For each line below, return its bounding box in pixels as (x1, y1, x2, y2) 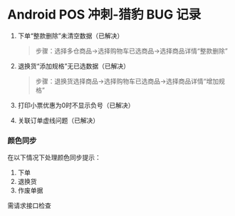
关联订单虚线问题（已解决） (17, 115, 100, 125)
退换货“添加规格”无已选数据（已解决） (17, 61, 130, 70)
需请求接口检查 (7, 201, 51, 210)
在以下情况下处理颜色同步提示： (7, 153, 101, 162)
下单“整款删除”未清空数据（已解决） (17, 31, 124, 40)
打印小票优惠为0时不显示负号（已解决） (17, 101, 135, 109)
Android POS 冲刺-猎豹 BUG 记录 (7, 6, 202, 23)
